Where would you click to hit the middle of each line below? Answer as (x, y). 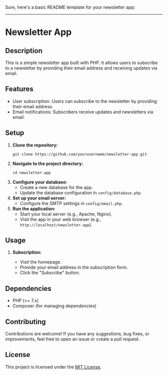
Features (19, 89)
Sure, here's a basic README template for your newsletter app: (70, 7)
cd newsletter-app (31, 172)
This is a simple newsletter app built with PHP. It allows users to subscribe (81, 63)
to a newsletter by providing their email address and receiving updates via (81, 68)
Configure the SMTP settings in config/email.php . (71, 203)
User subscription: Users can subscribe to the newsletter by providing (85, 101)
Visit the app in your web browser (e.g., (60, 219)
